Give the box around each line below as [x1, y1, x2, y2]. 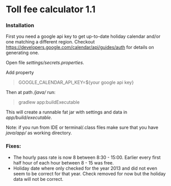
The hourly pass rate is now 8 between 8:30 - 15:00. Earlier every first [13, 154, 161, 160]
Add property [6, 69, 34, 76]
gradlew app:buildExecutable [18, 99, 80, 105]
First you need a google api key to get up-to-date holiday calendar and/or [6, 33, 161, 39]
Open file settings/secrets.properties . [6, 60, 85, 66]
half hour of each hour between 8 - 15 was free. [13, 159, 114, 166]
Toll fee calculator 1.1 [6, 4, 96, 15]
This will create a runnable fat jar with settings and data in [6, 109, 128, 115]
